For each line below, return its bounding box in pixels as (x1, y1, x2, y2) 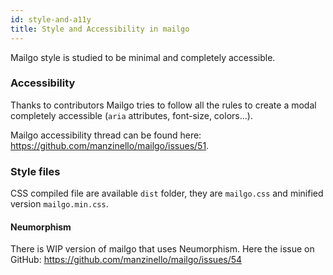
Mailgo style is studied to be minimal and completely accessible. (10, 51, 276, 63)
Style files (10, 164, 61, 178)
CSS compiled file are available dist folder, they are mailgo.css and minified (10, 187, 324, 200)
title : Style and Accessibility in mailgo (10, 24, 190, 34)
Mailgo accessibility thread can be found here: (10, 129, 202, 141)
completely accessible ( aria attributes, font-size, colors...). (10, 109, 253, 121)
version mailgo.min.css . (10, 198, 109, 210)
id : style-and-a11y (10, 14, 92, 25)
